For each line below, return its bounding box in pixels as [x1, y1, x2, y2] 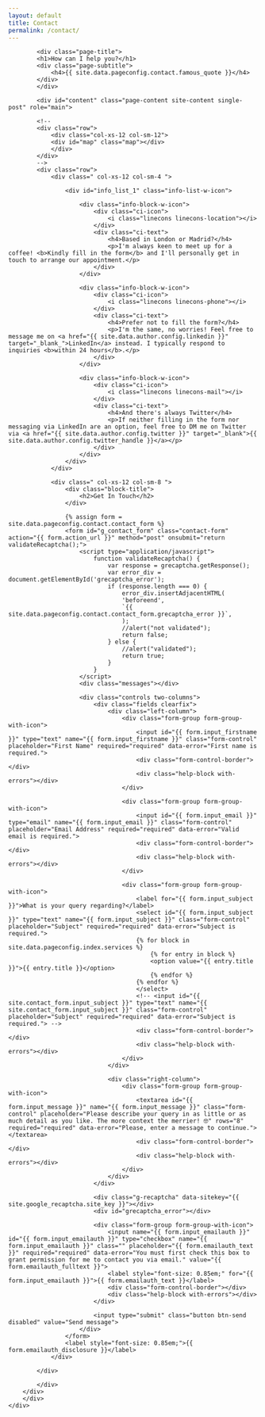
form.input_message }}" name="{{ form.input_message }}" [8, 1104, 201, 1112]
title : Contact [8, 19, 59, 27]
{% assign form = [64, 513, 123, 521]
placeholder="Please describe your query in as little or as [40, 1110, 247, 1119]
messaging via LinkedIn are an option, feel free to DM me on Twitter [8, 423, 247, 431]
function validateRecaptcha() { [93, 555, 201, 563]
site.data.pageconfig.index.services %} [8, 943, 144, 952]
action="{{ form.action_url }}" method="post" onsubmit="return [8, 534, 225, 542]
